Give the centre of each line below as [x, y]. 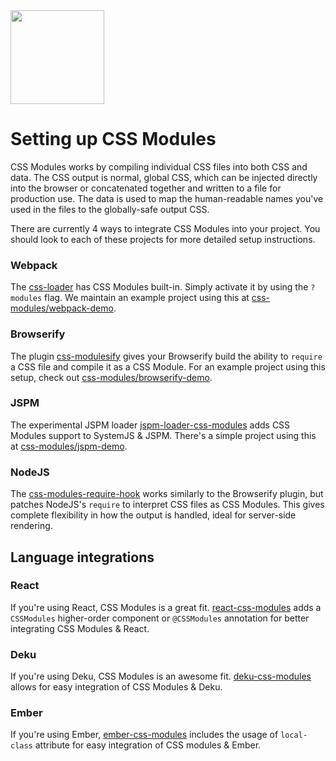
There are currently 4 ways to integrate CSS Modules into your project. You [165, 228]
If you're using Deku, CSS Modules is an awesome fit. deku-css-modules [161, 676]
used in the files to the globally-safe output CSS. [110, 209]
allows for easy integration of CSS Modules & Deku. [116, 687]
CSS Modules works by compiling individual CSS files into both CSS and [159, 166]
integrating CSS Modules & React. [80, 628]
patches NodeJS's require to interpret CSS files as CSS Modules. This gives [167, 505]
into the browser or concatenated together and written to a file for [146, 188]
